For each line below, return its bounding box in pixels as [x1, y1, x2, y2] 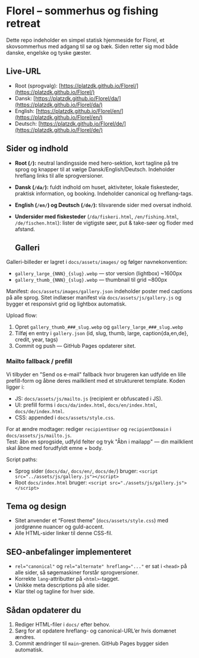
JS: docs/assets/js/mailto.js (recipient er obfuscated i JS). [14, 395, 163, 402]
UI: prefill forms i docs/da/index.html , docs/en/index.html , [14, 401, 157, 408]
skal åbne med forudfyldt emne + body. [6, 444, 103, 451]
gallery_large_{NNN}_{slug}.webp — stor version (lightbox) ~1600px [14, 270, 182, 277]
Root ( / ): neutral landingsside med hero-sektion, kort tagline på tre [14, 159, 179, 166]
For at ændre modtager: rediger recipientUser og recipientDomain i [6, 425, 172, 432]
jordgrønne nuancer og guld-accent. [14, 523, 104, 530]
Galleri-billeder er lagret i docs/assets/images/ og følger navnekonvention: [6, 259, 188, 266]
